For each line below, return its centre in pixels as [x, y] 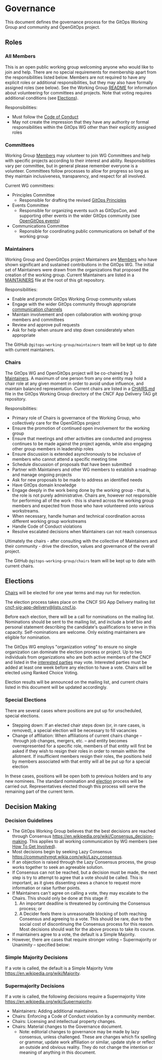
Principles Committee [33, 195]
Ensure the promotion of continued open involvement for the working [81, 428]
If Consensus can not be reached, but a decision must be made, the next [84, 872]
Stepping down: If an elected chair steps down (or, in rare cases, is [79, 725]
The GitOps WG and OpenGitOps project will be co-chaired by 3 [69, 373]
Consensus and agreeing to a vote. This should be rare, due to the [85, 919]
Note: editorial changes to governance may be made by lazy [79, 1031]
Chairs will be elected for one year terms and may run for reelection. [73, 593]
